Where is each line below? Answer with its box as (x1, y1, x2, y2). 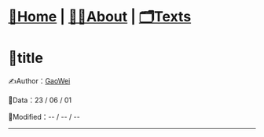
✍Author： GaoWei (8, 76, 71, 86)
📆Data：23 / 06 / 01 (8, 95, 72, 105)
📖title (8, 50, 43, 67)
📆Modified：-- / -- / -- (8, 113, 80, 122)
